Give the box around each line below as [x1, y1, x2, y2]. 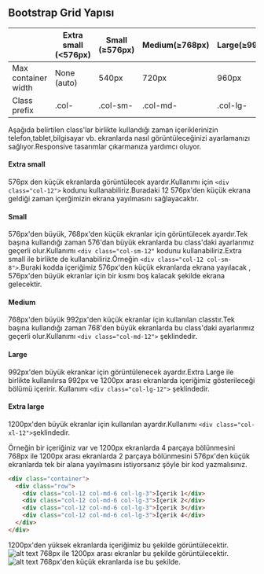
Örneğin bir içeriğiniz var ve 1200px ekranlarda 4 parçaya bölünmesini [8, 443, 236, 452]
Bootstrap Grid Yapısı [8, 6, 115, 20]
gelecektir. [8, 279, 42, 289]
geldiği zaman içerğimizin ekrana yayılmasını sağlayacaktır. [8, 194, 199, 204]
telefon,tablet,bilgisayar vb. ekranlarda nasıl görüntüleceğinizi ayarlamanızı [8, 133, 250, 142]
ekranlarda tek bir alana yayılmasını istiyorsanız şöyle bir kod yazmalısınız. [8, 459, 247, 469]
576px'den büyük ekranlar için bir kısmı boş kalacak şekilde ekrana [8, 271, 225, 281]
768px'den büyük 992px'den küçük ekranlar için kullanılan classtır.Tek [8, 315, 236, 325]
